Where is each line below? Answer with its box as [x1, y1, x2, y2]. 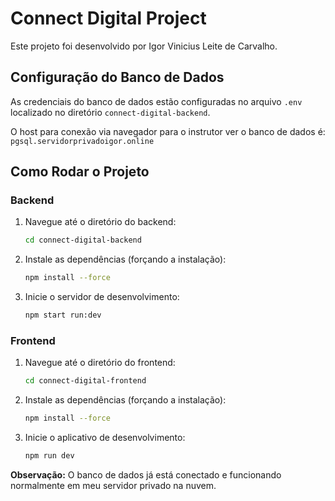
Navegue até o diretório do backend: [24, 216, 177, 228]
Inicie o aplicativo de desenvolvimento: [24, 432, 186, 444]
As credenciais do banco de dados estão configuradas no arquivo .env [10, 95, 303, 107]
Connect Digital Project [10, 7, 207, 30]
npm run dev [24, 451, 75, 461]
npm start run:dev [24, 310, 102, 321]
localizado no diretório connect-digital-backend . [10, 106, 211, 118]
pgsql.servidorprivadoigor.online [10, 136, 155, 146]
